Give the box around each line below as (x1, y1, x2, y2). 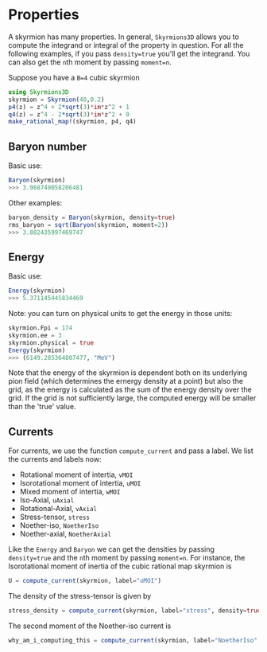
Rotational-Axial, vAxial (19, 504, 98, 513)
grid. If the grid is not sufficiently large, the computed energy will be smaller (8, 393, 257, 403)
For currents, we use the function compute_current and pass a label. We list (8, 446, 254, 455)
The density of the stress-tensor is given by (8, 591, 152, 601)
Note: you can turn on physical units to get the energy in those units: (8, 309, 233, 318)
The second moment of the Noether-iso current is (8, 621, 172, 631)
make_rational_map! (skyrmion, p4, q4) (8, 118, 137, 126)
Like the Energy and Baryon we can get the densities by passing (8, 545, 215, 554)
